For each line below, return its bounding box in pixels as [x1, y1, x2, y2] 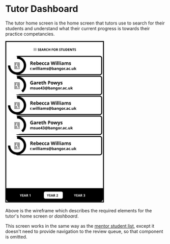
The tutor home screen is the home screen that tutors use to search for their [5, 20, 165, 26]
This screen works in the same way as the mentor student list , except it [5, 223, 154, 229]
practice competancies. [5, 31, 55, 37]
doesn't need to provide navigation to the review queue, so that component [5, 228, 163, 234]
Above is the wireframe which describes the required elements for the [5, 207, 152, 213]
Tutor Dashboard [5, 3, 78, 15]
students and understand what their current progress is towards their [5, 25, 150, 31]
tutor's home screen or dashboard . [5, 213, 79, 219]
